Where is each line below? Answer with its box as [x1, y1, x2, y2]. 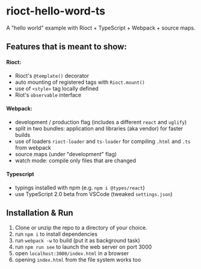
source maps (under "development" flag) [14, 150, 117, 157]
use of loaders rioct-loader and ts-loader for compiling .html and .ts [14, 138, 191, 145]
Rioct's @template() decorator [14, 72, 89, 79]
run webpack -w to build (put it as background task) [14, 236, 140, 244]
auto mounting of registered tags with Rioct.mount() [14, 78, 146, 86]
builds [14, 131, 31, 138]
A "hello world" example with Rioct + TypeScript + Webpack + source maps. [6, 24, 196, 31]
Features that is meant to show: [6, 42, 128, 52]
